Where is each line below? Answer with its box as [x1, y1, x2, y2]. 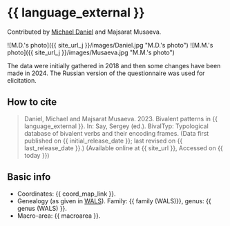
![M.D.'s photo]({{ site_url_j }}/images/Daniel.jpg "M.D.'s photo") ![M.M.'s [7, 41, 213, 49]
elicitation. [7, 76, 37, 84]
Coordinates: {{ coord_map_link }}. [17, 189, 116, 198]
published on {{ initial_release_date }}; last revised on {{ [23, 136, 183, 145]
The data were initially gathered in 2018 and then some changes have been [7, 61, 221, 70]
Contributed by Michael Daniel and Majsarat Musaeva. [7, 28, 162, 36]
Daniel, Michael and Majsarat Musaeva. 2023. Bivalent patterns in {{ [23, 114, 218, 123]
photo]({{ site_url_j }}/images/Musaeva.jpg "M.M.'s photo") [7, 48, 175, 56]
